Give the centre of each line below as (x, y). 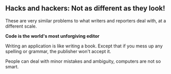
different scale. (21, 26)
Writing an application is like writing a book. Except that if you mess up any (84, 46)
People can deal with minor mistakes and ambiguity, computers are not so (83, 61)
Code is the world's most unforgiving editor (52, 36)
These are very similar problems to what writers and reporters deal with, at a (86, 20)
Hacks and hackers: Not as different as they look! (85, 8)
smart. (12, 66)
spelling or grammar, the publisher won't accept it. (58, 51)
